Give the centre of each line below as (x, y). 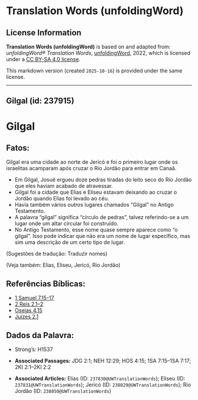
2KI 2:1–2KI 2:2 (33, 367)
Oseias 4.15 (29, 310)
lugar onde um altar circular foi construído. (67, 224)
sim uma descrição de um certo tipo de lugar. (70, 242)
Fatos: (18, 148)
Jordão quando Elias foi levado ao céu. (62, 199)
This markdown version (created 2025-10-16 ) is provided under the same (94, 71)
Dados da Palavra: (40, 335)
